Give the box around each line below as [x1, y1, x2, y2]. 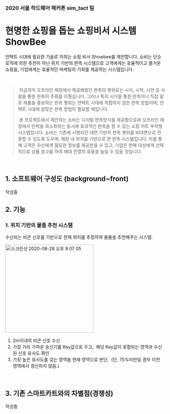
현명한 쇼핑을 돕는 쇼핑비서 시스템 [5, 25, 137, 37]
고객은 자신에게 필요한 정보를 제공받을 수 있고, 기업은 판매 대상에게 [23, 142, 155, 148]
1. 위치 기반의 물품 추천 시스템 [5, 222, 73, 229]
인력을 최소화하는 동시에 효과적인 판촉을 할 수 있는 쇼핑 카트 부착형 [31, 123, 163, 129]
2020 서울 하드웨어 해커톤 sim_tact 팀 [5, 4, 95, 11]
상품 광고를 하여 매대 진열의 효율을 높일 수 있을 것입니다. [31, 148, 142, 154]
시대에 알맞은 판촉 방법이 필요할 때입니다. [27, 106, 109, 112]
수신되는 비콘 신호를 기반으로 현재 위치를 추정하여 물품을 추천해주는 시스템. [5, 234, 153, 240]
